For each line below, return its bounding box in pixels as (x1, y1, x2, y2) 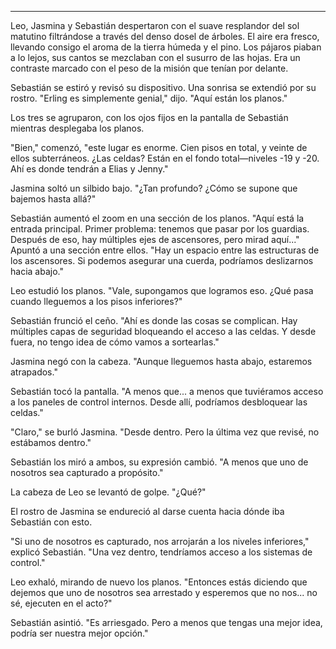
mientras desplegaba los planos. (10, 122, 145, 134)
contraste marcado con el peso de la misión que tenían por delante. (10, 62, 289, 74)
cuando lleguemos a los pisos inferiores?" (10, 296, 183, 307)
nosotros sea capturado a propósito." (10, 467, 164, 478)
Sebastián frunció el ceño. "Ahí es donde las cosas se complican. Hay (10, 315, 298, 326)
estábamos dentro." (10, 437, 92, 448)
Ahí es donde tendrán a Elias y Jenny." (10, 163, 169, 175)
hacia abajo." (10, 266, 64, 277)
